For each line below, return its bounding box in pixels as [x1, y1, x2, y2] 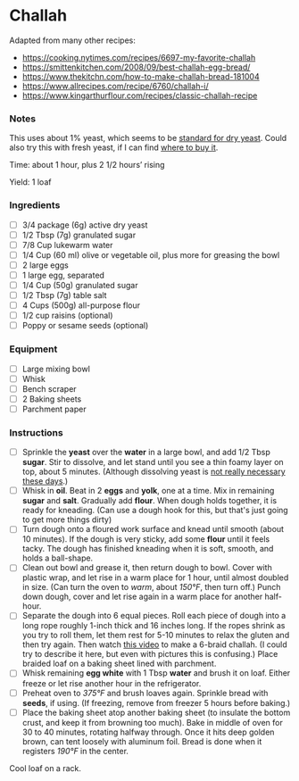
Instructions [9, 426, 64, 438]
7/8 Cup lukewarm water [21, 239, 113, 250]
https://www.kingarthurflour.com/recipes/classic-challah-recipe [21, 90, 258, 101]
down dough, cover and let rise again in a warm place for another [21, 591, 263, 602]
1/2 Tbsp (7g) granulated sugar [21, 229, 137, 240]
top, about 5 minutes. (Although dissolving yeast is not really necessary [21, 466, 286, 478]
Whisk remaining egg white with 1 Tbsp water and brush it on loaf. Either [21, 668, 291, 678]
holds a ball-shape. [21, 553, 94, 563]
